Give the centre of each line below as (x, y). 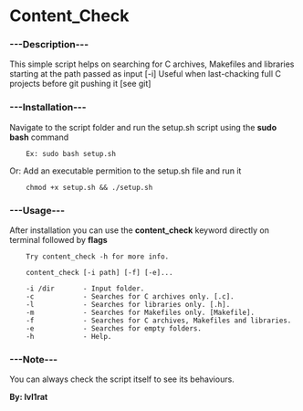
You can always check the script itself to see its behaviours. (122, 379)
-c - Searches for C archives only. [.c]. (130, 297)
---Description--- (49, 45)
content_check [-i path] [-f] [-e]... (99, 273)
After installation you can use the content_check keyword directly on (140, 230)
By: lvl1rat (29, 397)
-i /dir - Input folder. (85, 289)
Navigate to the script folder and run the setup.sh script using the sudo (143, 127)
